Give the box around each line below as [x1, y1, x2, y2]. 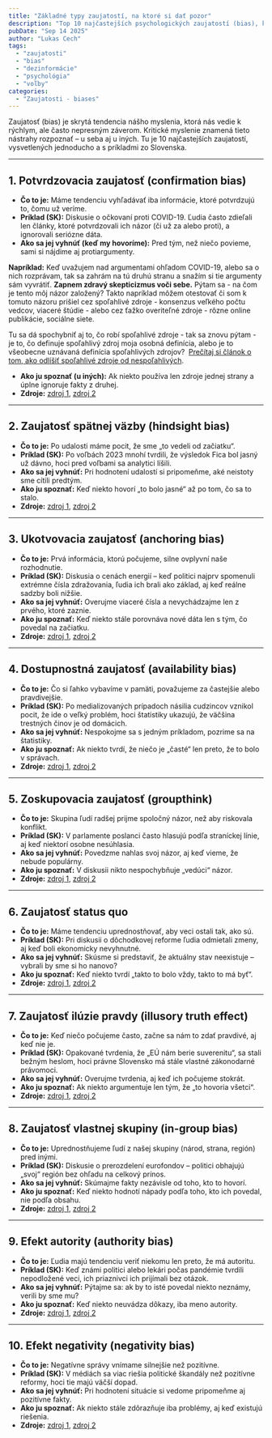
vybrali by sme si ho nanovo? [19, 961, 117, 971]
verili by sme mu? [19, 1291, 79, 1300]
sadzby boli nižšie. [19, 588, 83, 598]
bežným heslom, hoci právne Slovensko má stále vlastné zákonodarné [19, 1056, 255, 1066]
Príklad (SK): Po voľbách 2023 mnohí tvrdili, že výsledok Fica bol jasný [19, 449, 258, 459]
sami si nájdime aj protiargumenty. [19, 247, 135, 257]
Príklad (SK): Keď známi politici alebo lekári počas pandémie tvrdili [19, 1265, 244, 1274]
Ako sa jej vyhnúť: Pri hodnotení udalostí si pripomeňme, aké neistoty [19, 466, 254, 476]
